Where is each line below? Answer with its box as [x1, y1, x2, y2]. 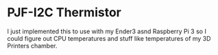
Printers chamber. [7, 41, 58, 50]
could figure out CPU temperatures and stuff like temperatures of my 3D [7, 34, 211, 42]
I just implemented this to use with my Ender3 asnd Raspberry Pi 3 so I [7, 27, 207, 35]
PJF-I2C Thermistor [7, 5, 121, 20]
